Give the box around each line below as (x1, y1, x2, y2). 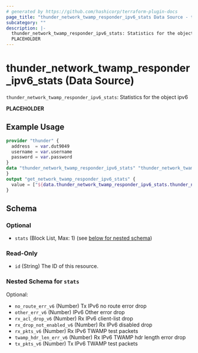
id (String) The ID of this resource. (14, 263, 99, 270)
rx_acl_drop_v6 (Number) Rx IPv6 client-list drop (14, 315, 134, 322)
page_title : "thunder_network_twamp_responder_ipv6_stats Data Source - (6, 14, 189, 20)
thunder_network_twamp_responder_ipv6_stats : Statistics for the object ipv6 (6, 93, 189, 100)
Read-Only (6, 249, 38, 257)
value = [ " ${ (11, 181, 44, 188)
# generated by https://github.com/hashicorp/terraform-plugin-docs (6, 8, 178, 15)
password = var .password (11, 154, 72, 160)
